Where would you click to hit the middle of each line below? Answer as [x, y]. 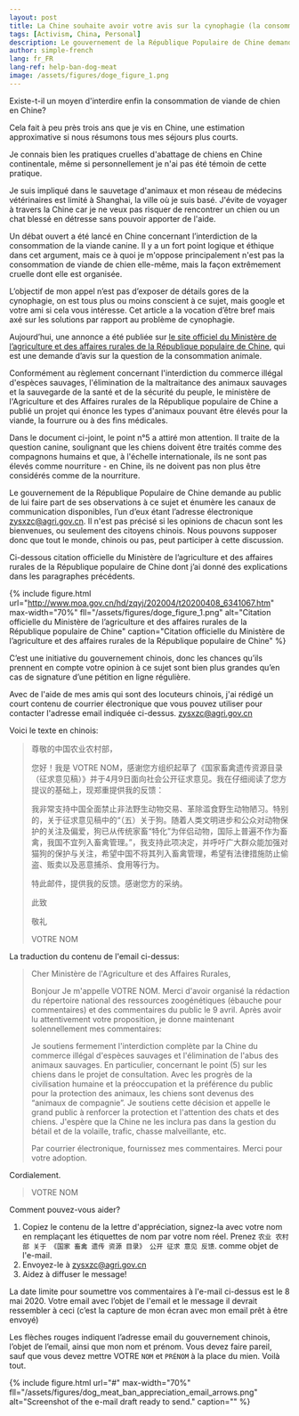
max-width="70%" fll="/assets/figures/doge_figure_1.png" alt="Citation [140, 612]
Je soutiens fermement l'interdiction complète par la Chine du [144, 1046]
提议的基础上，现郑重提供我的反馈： [97, 790]
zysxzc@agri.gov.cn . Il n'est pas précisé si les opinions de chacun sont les [146, 521]
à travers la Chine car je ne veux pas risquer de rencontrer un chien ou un [145, 209]
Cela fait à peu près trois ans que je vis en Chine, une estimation [127, 127]
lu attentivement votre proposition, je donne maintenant [133, 1019]
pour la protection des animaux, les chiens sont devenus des [142, 1093]
